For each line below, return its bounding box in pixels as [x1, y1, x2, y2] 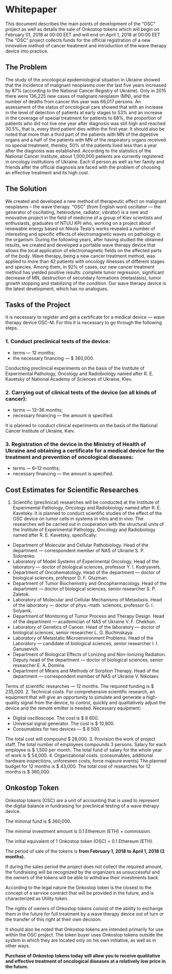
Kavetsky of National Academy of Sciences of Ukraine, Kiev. [5, 376, 133, 382]
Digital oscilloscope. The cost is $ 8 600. [12, 715, 99, 721]
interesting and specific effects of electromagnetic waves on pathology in [5, 231, 161, 237]
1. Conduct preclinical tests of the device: [5, 338, 111, 345]
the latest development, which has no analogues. [5, 286, 109, 292]
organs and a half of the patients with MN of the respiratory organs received [5, 136, 166, 143]
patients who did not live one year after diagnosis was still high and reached [5, 120, 166, 127]
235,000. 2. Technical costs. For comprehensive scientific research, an [5, 688, 155, 695]
